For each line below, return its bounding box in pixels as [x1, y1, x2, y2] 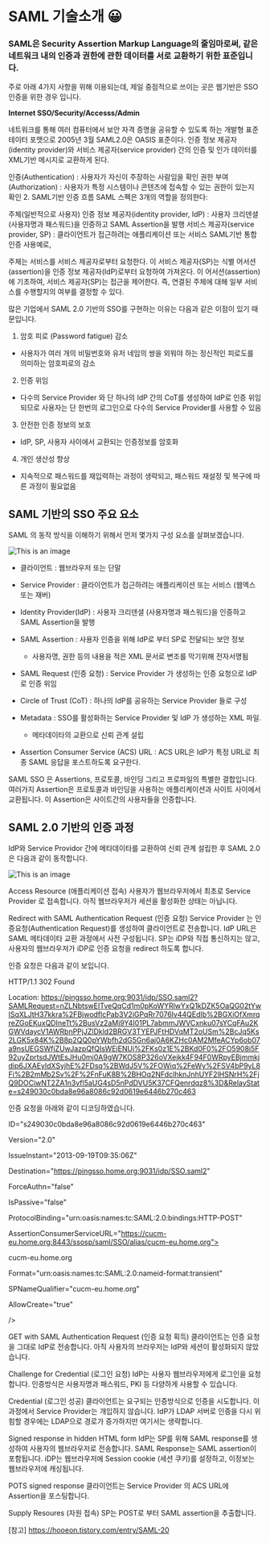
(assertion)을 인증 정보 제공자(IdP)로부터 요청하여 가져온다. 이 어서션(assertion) [8, 267, 261, 276]
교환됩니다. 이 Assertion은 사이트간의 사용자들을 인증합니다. [8, 794, 197, 804]
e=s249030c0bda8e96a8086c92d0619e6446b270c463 [8, 1087, 197, 1097]
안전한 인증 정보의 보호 [19, 420, 92, 429]
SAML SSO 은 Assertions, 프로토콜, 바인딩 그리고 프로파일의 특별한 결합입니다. [8, 774, 257, 784]
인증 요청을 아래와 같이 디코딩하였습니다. [8, 1103, 135, 1113]
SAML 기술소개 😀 [8, 7, 123, 26]
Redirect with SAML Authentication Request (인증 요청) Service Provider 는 [8, 914, 253, 923]
